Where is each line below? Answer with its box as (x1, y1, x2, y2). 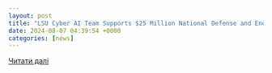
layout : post (8, 11, 53, 20)
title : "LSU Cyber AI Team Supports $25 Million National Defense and (8, 19, 252, 27)
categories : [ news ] (8, 34, 74, 43)
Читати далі (8, 56, 49, 66)
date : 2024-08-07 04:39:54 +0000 (8, 26, 121, 34)
